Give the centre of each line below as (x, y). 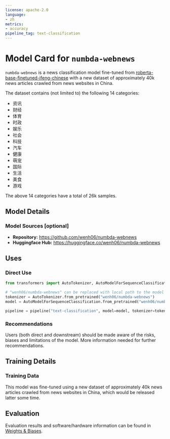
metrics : (14, 24)
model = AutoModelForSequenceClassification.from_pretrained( (72, 301)
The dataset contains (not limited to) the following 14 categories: (72, 93)
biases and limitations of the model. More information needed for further (81, 340)
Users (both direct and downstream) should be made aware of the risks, (80, 335)
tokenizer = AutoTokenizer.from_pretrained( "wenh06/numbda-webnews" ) (80, 297)
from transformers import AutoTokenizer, (50, 283)
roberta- (144, 72)
